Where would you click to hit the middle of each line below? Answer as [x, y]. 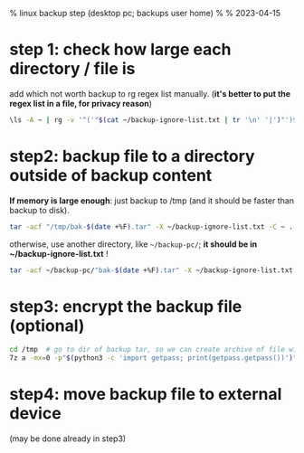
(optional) [47, 326]
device [35, 414]
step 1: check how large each [120, 50]
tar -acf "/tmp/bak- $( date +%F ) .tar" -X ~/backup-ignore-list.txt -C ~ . [152, 226]
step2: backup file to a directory [132, 156]
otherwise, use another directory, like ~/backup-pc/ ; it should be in [133, 244]
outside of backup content [111, 175]
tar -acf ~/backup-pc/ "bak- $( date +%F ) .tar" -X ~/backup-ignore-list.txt [152, 270]
